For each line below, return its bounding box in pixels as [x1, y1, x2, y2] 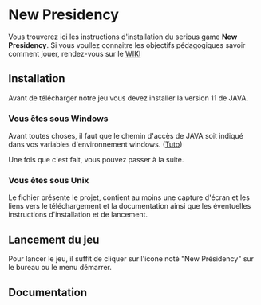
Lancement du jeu [8, 233, 100, 246]
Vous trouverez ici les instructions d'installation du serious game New [8, 32, 238, 41]
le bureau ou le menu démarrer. [8, 263, 112, 272]
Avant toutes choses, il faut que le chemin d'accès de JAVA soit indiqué [8, 131, 243, 141]
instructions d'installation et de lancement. [8, 209, 148, 220]
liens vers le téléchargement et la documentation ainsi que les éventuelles [8, 201, 251, 211]
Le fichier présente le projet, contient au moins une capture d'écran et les [8, 193, 250, 202]
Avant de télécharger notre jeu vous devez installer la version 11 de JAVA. [8, 93, 249, 103]
